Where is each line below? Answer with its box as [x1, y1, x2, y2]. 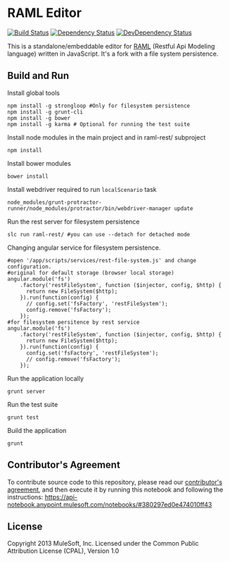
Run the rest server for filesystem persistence [7, 217, 140, 226]
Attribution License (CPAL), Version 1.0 [7, 546, 120, 555]
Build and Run [7, 70, 69, 82]
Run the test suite [7, 400, 58, 408]
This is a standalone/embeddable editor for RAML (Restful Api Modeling [7, 42, 215, 50]
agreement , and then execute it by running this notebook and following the [7, 485, 224, 494]
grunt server [7, 388, 46, 395]
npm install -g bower [7, 114, 71, 121]
